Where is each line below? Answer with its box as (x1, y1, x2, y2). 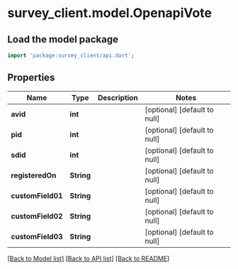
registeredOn (11, 170, 57, 180)
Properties (7, 72, 55, 84)
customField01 (11, 190, 63, 200)
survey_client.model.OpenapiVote (7, 5, 212, 21)
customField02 (11, 211, 63, 221)
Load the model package (7, 33, 119, 45)
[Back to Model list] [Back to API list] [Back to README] (7, 254, 170, 263)
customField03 (11, 231, 63, 241)
